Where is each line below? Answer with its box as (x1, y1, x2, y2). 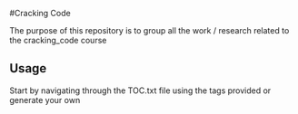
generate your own (9, 94, 81, 105)
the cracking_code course (9, 35, 107, 45)
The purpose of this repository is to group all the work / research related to (9, 25, 290, 35)
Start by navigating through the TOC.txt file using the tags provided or (9, 85, 272, 96)
